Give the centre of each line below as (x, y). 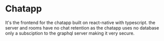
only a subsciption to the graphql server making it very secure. (70, 33)
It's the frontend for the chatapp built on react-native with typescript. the (80, 22)
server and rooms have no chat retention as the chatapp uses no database (82, 27)
